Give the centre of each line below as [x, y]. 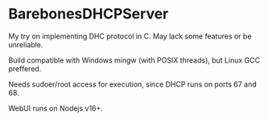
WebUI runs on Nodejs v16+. [56, 108]
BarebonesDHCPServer [89, 14]
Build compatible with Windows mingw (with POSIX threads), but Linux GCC [134, 60]
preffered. [25, 68]
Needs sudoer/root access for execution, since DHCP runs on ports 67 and [133, 84]
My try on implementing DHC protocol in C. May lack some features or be [130, 36]
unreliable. [26, 44]
